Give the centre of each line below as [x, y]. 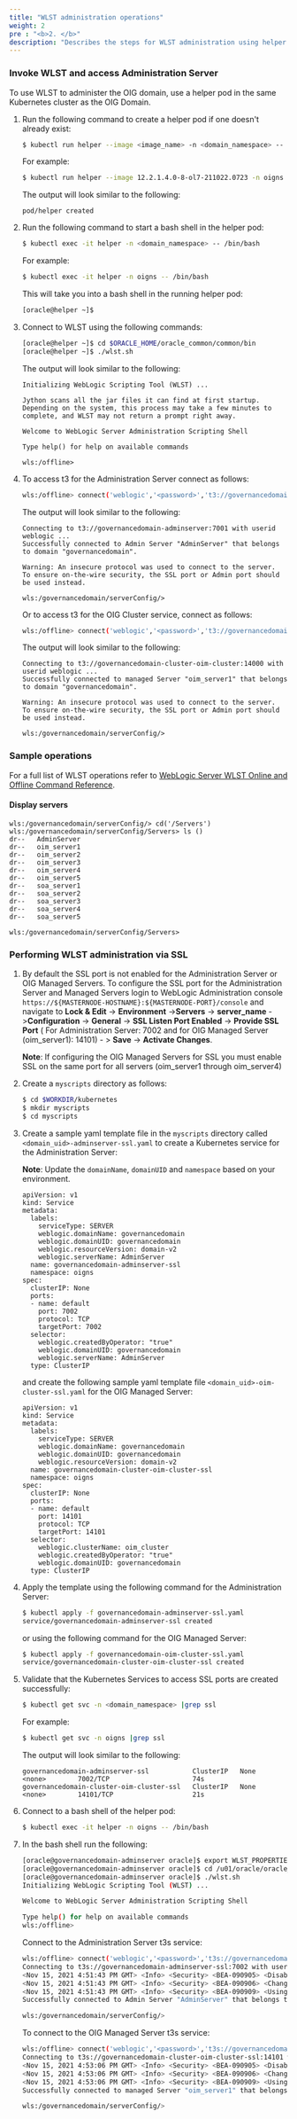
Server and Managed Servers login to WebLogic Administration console [152, 993]
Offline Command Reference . [62, 785]
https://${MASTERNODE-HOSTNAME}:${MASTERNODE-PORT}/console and [143, 1002]
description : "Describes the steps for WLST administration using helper [148, 42]
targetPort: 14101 [72, 1532]
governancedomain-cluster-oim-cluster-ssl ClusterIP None [139, 1787]
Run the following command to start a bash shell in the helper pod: [143, 228]
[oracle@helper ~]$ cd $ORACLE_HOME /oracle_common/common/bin [139, 343]
